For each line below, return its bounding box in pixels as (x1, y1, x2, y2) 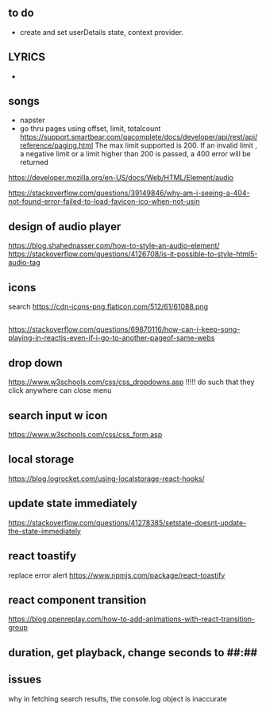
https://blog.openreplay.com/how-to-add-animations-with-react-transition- (8, 614, 256, 624)
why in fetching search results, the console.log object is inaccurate (8, 694, 228, 703)
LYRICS (8, 51, 46, 64)
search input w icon (8, 409, 108, 422)
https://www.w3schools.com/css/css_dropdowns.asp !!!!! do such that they (8, 377, 255, 387)
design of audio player (8, 220, 121, 233)
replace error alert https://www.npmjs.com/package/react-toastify (8, 571, 226, 580)
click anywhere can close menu (8, 386, 112, 395)
